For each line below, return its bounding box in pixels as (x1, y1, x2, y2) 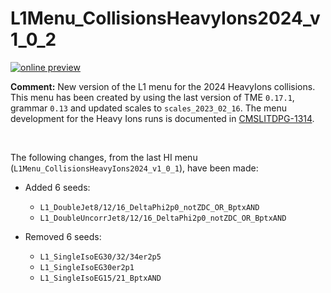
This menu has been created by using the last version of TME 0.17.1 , (10, 91, 295, 103)
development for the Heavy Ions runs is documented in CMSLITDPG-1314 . (10, 112, 315, 124)
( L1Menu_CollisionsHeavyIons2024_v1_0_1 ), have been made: (10, 162, 259, 174)
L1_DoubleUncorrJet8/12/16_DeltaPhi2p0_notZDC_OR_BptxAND (39, 213, 287, 223)
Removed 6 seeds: (24, 230, 102, 242)
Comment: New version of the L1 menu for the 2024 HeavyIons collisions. (10, 80, 316, 92)
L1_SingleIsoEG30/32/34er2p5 (39, 252, 162, 262)
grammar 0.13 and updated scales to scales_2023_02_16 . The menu (10, 102, 288, 114)
